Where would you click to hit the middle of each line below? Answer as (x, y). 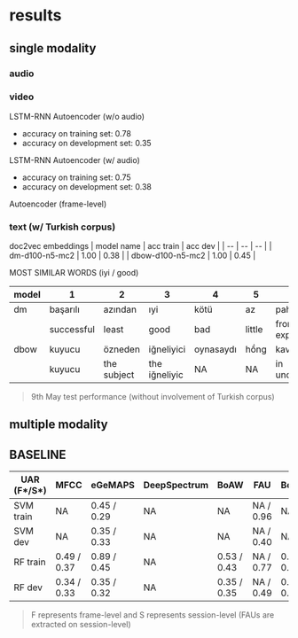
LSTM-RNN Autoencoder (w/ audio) (74, 159)
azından (120, 309)
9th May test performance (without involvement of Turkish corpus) (153, 397)
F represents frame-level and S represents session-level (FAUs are (153, 615)
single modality (53, 48)
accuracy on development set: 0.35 (87, 143)
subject (119, 375)
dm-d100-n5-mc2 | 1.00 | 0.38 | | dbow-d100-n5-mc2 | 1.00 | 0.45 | (133, 256)
